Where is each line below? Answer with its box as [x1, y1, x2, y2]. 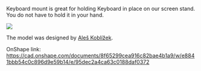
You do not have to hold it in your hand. [6, 11, 104, 18]
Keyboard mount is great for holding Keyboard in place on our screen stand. [6, 5, 196, 12]
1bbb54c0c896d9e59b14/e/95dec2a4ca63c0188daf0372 [6, 58, 150, 65]
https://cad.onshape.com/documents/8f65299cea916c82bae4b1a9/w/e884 [6, 52, 195, 59]
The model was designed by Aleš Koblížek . [6, 34, 113, 41]
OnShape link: [6, 46, 41, 53]
